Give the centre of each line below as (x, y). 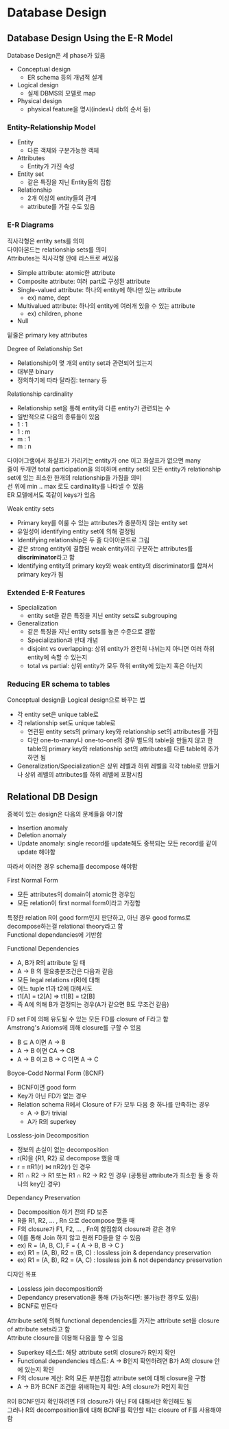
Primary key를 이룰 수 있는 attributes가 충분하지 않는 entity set (102, 522)
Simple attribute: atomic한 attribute (66, 272)
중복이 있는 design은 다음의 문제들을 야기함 (65, 814)
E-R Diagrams (31, 225)
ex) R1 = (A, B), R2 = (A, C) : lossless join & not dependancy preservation (120, 1260)
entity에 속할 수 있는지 (57, 657)
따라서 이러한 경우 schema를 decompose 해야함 (73, 866)
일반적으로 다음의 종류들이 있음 (58, 417)
